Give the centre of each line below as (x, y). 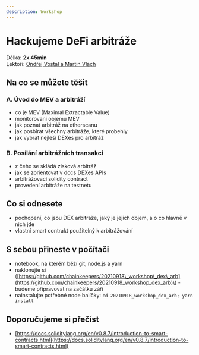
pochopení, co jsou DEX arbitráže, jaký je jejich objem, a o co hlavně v (101, 218)
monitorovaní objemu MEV (47, 119)
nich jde (24, 224)
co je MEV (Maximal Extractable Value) (62, 112)
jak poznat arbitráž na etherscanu (56, 125)
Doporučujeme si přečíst (53, 319)
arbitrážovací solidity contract (51, 178)
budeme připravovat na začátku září (59, 289)
